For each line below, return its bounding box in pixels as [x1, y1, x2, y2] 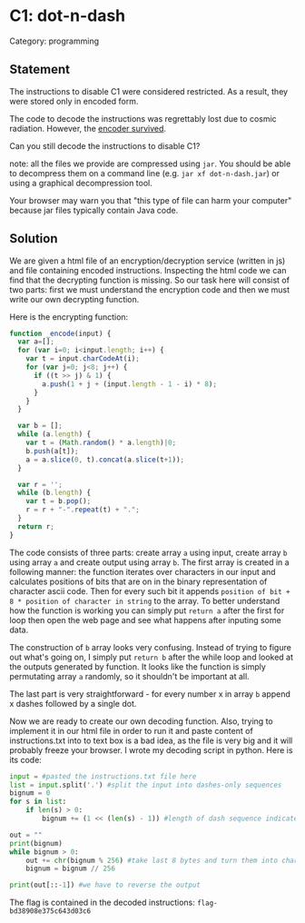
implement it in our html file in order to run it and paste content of [9, 725, 254, 736]
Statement [9, 62, 71, 77]
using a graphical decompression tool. [9, 177, 152, 188]
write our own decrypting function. [9, 293, 140, 304]
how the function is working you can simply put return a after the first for [9, 605, 285, 616]
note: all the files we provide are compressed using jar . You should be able [9, 158, 291, 169]
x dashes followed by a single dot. [9, 698, 137, 709]
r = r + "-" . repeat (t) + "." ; [25, 505, 141, 514]
